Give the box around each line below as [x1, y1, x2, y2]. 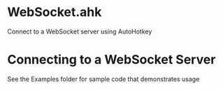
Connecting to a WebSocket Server [7, 52, 216, 68]
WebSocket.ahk [7, 4, 102, 20]
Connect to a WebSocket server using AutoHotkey [7, 27, 152, 36]
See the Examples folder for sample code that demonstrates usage [7, 75, 200, 83]
